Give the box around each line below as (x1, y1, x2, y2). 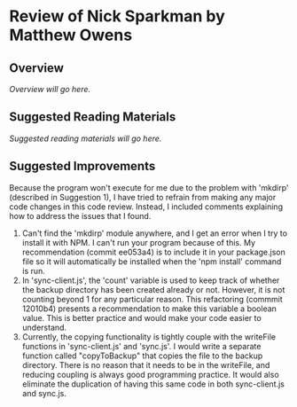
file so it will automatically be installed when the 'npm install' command (21, 255, 282, 267)
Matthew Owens (9, 25, 133, 45)
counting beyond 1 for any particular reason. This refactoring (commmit (21, 294, 284, 304)
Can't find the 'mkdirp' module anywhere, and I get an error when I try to (21, 228, 288, 239)
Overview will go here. (9, 84, 91, 94)
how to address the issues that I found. (9, 210, 152, 221)
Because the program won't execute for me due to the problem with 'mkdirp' (9, 182, 289, 192)
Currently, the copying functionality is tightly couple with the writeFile (21, 331, 277, 342)
